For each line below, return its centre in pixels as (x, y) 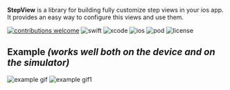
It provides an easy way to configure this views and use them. (96, 17)
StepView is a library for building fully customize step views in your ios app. (115, 10)
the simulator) (38, 63)
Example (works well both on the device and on (111, 52)
